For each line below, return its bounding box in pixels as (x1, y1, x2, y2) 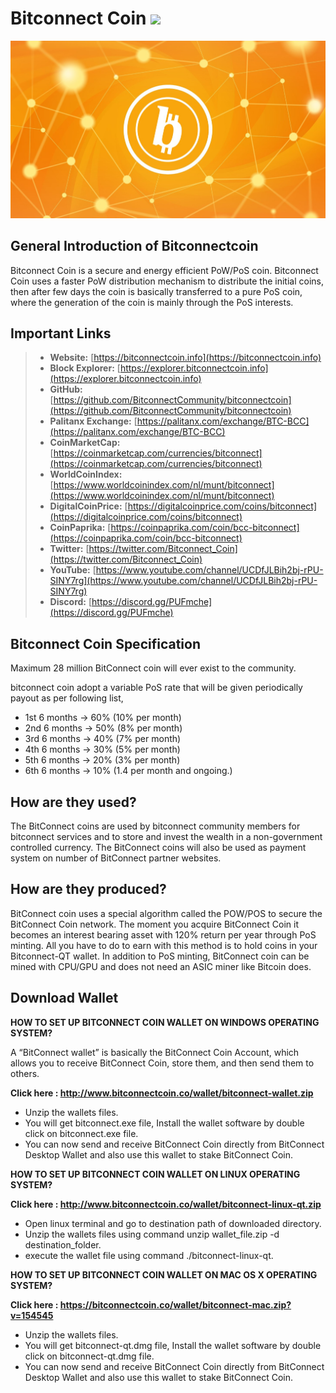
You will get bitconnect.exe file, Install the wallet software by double (24, 1117, 305, 1129)
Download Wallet (10, 990, 119, 1007)
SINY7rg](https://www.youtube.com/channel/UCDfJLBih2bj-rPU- (49, 575, 318, 587)
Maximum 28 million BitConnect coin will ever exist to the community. (10, 662, 297, 674)
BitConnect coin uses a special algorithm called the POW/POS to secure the (10, 907, 323, 919)
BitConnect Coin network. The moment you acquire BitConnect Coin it (10, 918, 300, 930)
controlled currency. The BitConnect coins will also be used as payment (10, 841, 307, 853)
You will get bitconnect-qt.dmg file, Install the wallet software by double (24, 1339, 322, 1351)
